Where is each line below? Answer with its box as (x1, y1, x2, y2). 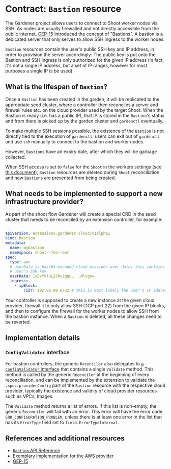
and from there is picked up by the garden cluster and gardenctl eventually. (5, 118, 164, 124)
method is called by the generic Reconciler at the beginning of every (5, 371, 150, 378)
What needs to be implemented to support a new (5, 189, 163, 198)
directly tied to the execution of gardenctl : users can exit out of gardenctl (5, 133, 160, 139)
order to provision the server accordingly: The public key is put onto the (5, 52, 156, 58)
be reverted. (5, 318, 32, 325)
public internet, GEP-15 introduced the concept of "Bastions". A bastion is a (5, 31, 163, 37)
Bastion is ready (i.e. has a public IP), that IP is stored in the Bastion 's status (5, 112, 165, 118)
